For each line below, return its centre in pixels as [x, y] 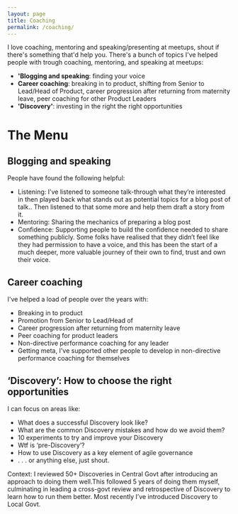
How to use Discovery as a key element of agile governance [105, 453]
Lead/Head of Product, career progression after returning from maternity [124, 91]
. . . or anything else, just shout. [63, 460]
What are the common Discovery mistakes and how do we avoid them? [121, 430]
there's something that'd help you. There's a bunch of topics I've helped [113, 55]
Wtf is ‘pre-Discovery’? [51, 445]
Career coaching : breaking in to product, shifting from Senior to [111, 84]
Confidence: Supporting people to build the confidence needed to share [123, 230]
